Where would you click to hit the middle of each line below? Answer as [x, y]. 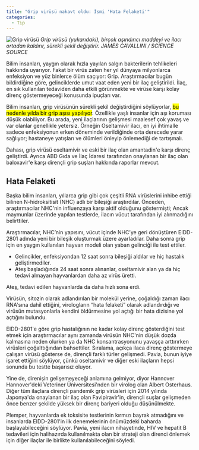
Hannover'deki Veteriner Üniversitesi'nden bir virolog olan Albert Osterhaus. [99, 385]
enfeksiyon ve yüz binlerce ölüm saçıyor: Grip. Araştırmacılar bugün [89, 76]
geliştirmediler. [33, 263]
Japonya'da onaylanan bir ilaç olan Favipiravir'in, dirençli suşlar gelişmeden [99, 397]
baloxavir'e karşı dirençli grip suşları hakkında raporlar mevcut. [83, 163]
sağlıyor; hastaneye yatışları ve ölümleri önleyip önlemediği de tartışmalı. [95, 139]
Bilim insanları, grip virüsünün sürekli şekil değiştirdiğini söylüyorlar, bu [93, 107]
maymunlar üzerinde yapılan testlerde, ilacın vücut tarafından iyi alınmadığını [100, 215]
